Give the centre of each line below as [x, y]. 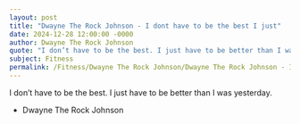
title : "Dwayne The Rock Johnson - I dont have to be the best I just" [145, 26]
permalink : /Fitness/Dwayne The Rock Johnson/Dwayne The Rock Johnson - [147, 68]
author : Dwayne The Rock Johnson [71, 42]
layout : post [33, 17]
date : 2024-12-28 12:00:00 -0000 [71, 34]
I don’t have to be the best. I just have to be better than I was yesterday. [141, 92]
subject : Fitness [42, 59]
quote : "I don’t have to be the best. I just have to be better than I [145, 51]
